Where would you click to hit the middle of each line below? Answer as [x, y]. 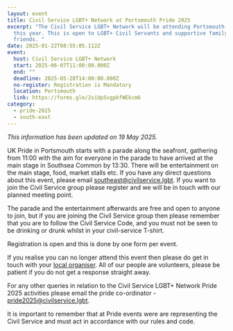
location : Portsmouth [45, 91]
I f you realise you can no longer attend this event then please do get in [108, 257]
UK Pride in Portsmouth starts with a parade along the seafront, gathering [112, 150]
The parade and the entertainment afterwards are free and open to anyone [114, 208]
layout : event [28, 14]
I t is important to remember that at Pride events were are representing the [113, 314]
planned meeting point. [40, 195]
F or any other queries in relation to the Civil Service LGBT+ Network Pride [112, 285]
